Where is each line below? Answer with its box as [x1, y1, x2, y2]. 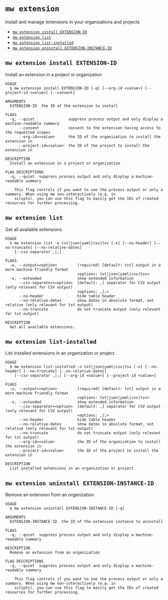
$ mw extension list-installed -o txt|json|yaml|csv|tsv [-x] [10, 364, 143, 369]
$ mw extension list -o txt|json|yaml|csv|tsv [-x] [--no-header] [10, 240, 152, 246]
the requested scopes [5, 130, 51, 135]
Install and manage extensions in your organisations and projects [5, 19, 140, 25]
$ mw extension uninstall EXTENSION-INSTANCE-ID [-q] [10, 506, 125, 511]
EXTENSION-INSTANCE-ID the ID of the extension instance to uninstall [10, 519, 163, 524]
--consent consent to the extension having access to [18, 125, 161, 130]
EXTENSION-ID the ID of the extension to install [10, 103, 118, 108]
